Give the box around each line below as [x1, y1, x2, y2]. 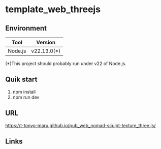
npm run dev [12, 94, 40, 100]
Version [36, 39, 56, 46]
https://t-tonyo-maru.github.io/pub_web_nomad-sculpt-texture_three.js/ [5, 122, 156, 128]
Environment [5, 24, 47, 33]
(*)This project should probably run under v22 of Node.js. [5, 61, 127, 67]
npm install [12, 88, 36, 95]
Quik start [5, 75, 38, 84]
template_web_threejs [5, 4, 101, 15]
